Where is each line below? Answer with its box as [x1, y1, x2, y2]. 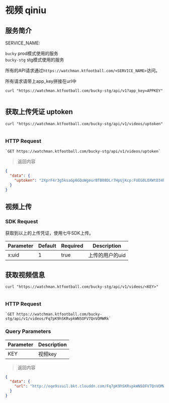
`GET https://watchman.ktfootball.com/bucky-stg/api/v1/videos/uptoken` [5, 149, 161, 154]
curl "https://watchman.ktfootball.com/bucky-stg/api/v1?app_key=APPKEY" [5, 88, 163, 93]
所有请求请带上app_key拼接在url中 [5, 78, 77, 84]
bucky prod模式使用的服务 [5, 51, 59, 56]
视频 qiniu [5, 5, 47, 16]
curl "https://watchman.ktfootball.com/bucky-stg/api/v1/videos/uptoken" [5, 121, 163, 126]
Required [61, 242, 83, 249]
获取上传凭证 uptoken [5, 108, 73, 116]
